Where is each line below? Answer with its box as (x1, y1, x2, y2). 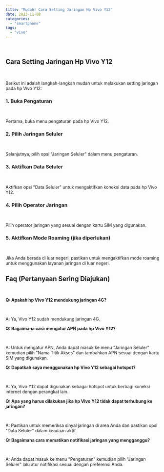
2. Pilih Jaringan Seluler (5, 131, 63, 137)
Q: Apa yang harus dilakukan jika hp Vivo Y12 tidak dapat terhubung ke (5, 398, 153, 404)
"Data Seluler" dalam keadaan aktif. (5, 428, 77, 434)
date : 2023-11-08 (5, 12, 41, 17)
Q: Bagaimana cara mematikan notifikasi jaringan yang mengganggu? (5, 437, 150, 443)
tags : (5, 26, 17, 30)
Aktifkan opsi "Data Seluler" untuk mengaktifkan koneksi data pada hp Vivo (5, 184, 157, 190)
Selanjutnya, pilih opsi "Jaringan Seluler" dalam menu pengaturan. (5, 151, 138, 157)
